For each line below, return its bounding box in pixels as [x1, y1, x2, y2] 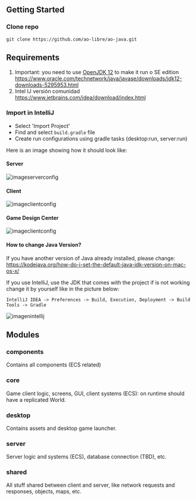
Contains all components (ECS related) [6, 361, 101, 368]
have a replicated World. [6, 396, 67, 403]
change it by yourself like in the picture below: [6, 285, 120, 292]
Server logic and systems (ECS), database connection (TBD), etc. [6, 453, 167, 460]
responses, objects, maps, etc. [6, 488, 82, 495]
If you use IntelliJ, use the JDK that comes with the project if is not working [6, 279, 190, 286]
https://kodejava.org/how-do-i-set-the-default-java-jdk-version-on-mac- [6, 261, 186, 268]
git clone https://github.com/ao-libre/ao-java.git [6, 36, 137, 42]
